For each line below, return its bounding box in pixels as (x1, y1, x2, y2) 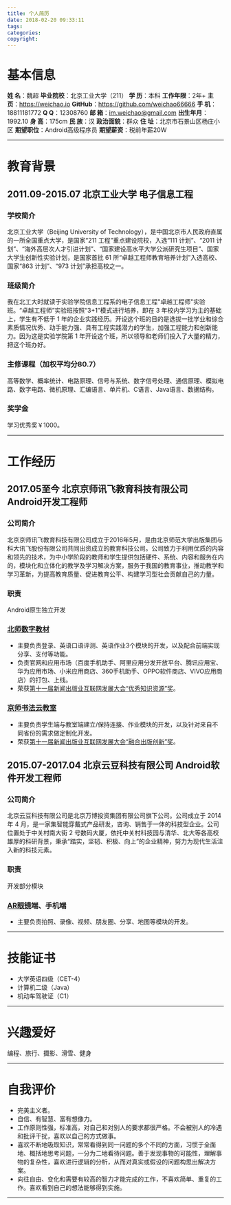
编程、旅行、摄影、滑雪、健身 (7, 1049, 91, 1057)
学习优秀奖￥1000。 (7, 421, 64, 429)
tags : (7, 23, 23, 30)
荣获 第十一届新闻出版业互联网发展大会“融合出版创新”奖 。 (16, 737, 180, 746)
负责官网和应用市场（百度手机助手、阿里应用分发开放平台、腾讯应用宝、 (16, 659, 222, 667)
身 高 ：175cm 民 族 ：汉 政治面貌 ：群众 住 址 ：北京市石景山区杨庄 (30, 118, 214, 126)
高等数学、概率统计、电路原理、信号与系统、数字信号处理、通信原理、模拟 (7, 376, 218, 385)
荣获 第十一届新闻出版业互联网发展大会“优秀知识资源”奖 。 (16, 685, 180, 693)
